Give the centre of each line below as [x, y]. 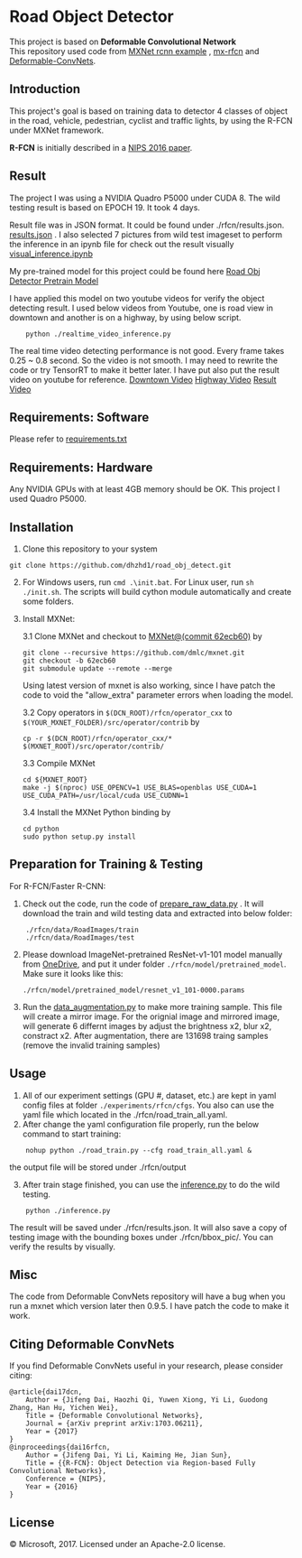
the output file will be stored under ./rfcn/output [98, 1167]
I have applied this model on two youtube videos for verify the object [137, 298]
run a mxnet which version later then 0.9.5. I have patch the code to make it [149, 1306]
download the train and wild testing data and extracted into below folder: [157, 913]
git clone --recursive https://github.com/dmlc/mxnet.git [133, 653]
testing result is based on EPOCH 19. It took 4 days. [105, 207]
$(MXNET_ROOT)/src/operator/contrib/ [93, 747]
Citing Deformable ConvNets [92, 1344]
